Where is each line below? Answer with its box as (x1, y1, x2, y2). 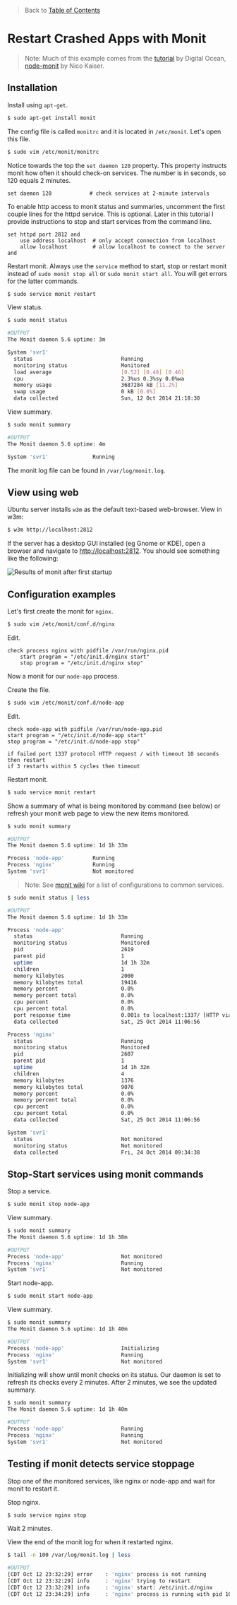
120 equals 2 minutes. (7, 176, 71, 184)
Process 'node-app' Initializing (7, 1344, 159, 1352)
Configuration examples (7, 588, 116, 600)
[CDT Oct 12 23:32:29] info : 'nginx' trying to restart (7, 1577, 191, 1585)
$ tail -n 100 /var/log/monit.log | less (7, 1551, 131, 1559)
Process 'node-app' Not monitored (7, 1253, 162, 1260)
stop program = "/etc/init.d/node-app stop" (7, 738, 140, 745)
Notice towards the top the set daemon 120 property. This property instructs (7, 161, 227, 169)
